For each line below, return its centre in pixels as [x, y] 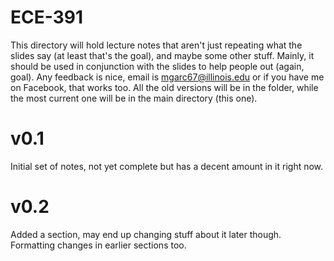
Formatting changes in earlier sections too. [98, 245]
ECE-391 [47, 17]
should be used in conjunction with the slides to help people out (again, [157, 66]
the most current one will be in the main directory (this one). [134, 98]
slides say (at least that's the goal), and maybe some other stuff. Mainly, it [162, 55]
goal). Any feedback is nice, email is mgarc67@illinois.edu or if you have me [167, 77]
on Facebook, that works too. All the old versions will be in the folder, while [164, 87]
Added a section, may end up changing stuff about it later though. [146, 234]
